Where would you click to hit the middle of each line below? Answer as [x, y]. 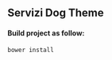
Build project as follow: [46, 33]
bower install [31, 50]
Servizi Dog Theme [56, 13]
